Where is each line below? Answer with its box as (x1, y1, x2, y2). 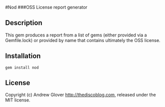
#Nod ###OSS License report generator (5, 4, 88, 10)
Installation (5, 52, 41, 60)
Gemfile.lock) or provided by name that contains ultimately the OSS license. (5, 37, 161, 43)
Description (5, 18, 42, 27)
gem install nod (5, 65, 39, 70)
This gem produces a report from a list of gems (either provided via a (5, 32, 147, 38)
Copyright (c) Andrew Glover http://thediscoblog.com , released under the (5, 92, 156, 98)
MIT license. (5, 97, 31, 103)
